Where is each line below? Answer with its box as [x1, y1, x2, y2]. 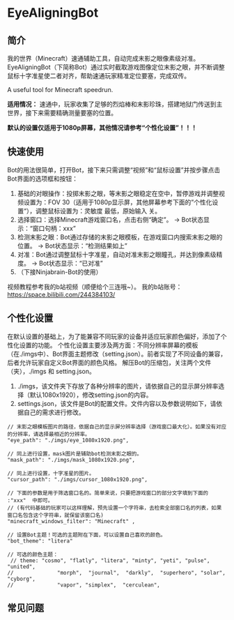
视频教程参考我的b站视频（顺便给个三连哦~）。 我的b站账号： [7, 282, 182, 291]
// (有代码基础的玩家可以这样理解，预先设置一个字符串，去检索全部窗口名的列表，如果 [7, 504, 222, 511]
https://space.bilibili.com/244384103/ [7, 290, 116, 298]
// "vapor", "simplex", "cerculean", [7, 581, 160, 589]
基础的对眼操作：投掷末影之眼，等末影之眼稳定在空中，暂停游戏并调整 [17, 189, 219, 197]
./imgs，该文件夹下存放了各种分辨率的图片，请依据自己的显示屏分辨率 [17, 381, 219, 390]
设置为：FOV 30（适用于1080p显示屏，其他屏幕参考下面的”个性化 [23, 197, 212, 206]
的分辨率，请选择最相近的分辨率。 [7, 430, 91, 437]
